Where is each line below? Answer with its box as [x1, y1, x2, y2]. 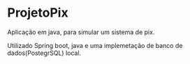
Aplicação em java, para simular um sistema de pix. [7, 28, 155, 36]
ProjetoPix [7, 5, 68, 21]
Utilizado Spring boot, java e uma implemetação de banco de [7, 41, 183, 49]
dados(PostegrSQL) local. [7, 49, 82, 57]
